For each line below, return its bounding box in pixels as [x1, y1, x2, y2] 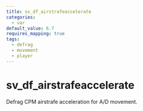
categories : [6, 14, 36, 20]
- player [11, 53, 33, 59]
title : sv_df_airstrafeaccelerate [6, 8, 92, 15]
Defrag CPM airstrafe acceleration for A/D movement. [6, 98, 138, 105]
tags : [6, 36, 20, 42]
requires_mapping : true [6, 31, 65, 37]
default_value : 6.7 [6, 25, 55, 31]
